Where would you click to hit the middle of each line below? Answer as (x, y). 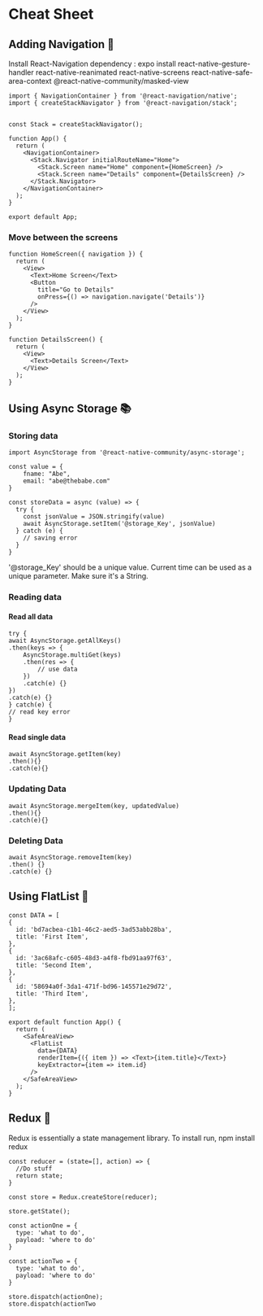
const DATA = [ (34, 915)
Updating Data (37, 789)
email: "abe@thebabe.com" (67, 481)
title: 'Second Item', (54, 965)
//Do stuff (34, 1169)
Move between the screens (63, 237)
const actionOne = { (43, 1226)
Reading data (35, 597)
